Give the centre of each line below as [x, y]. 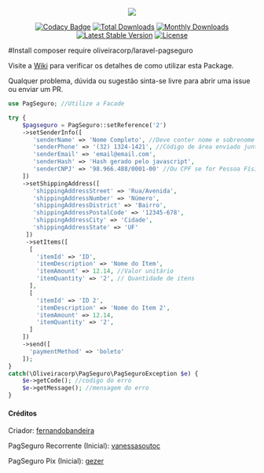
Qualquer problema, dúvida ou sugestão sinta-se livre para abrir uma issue [129, 81]
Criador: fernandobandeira [51, 431]
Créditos [23, 413]
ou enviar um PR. [36, 89]
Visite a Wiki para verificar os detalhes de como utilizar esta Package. [121, 66]
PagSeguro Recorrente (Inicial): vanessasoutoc [84, 446]
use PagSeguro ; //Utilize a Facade [66, 104]
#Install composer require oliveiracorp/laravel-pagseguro [101, 50]
